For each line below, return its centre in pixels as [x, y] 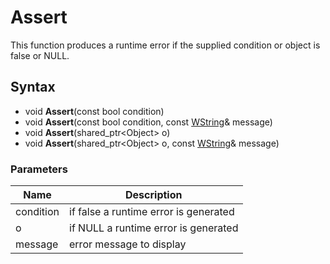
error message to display [128, 244]
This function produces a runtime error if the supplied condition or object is [165, 45]
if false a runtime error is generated [152, 212]
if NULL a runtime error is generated [154, 228]
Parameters [39, 169]
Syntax [33, 87]
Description [154, 195]
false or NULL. [40, 55]
